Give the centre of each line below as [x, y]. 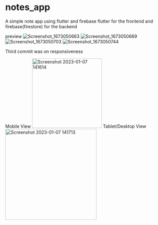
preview [14, 36]
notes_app [28, 7]
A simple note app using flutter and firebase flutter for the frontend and [79, 21]
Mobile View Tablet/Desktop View [76, 126]
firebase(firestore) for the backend [41, 26]
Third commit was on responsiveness [44, 51]
